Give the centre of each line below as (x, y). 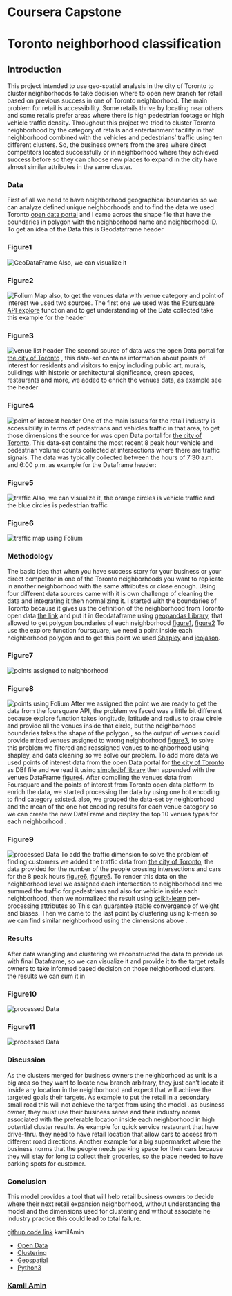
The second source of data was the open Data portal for (145, 351)
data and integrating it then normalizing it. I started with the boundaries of (112, 601)
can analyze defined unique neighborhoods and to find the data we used (110, 207)
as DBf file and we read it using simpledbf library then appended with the (111, 770)
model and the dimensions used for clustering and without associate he (109, 1211)
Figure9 (21, 839)
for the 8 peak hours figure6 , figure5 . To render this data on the (97, 877)
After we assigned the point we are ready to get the (144, 703)
